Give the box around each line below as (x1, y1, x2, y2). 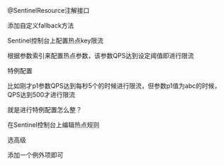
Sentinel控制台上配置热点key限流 (7, 36, 104, 45)
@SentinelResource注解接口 (7, 6, 90, 14)
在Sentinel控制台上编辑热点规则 (7, 121, 100, 129)
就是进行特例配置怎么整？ (7, 106, 82, 114)
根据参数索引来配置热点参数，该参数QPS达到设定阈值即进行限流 (7, 52, 194, 60)
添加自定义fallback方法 (7, 21, 74, 30)
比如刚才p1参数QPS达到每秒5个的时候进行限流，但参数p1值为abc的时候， (7, 82, 221, 90)
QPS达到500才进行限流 (7, 91, 76, 99)
